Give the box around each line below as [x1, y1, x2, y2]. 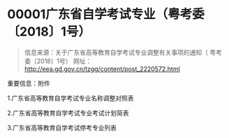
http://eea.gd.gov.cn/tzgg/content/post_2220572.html [24, 64, 180, 73]
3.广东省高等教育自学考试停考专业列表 [7, 123, 117, 132]
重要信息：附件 [7, 79, 50, 87]
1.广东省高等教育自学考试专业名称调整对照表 [7, 93, 134, 102]
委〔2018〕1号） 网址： [24, 56, 92, 65]
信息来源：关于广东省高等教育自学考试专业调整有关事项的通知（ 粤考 [24, 48, 222, 56]
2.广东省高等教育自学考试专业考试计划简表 [7, 109, 129, 117]
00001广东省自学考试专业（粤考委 [7, 6, 205, 22]
